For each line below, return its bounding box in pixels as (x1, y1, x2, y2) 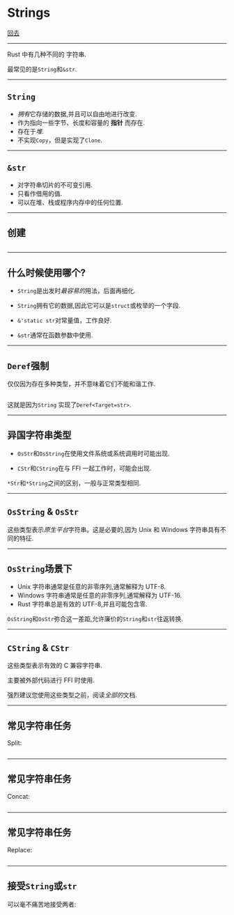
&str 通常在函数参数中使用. (17, 331, 93, 339)
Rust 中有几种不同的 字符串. (7, 50, 87, 58)
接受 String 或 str (7, 880, 77, 892)
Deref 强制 (7, 360, 49, 372)
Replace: (7, 845, 33, 854)
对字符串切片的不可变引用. (17, 180, 93, 189)
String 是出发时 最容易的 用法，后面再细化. (17, 287, 136, 295)
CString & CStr (7, 642, 70, 654)
